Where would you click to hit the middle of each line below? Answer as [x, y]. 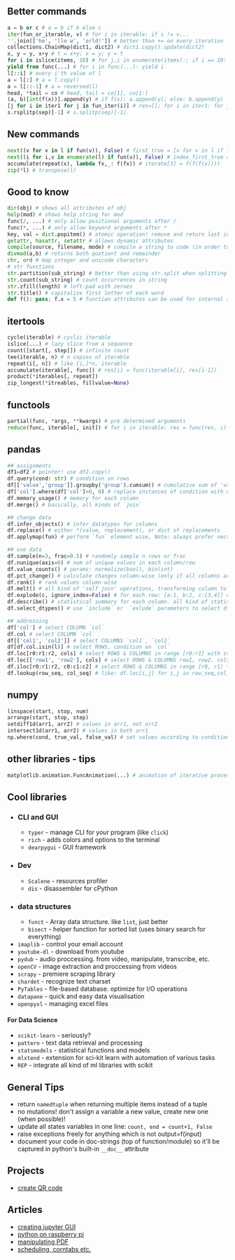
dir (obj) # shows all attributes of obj [67, 208]
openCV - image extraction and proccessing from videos [97, 966]
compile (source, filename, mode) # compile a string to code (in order [114, 247]
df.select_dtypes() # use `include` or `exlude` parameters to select [114, 608]
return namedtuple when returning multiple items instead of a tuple [112, 1104]
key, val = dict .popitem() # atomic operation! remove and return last [114, 234]
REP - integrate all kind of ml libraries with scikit [85, 1065]
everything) [44, 937]
